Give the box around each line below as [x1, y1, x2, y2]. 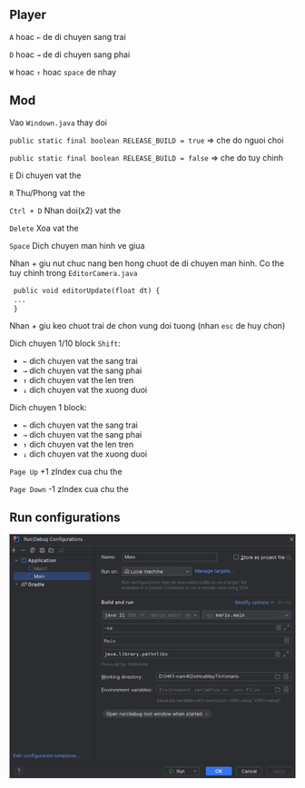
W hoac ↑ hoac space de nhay [9, 66, 116, 77]
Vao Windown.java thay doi [9, 117, 107, 128]
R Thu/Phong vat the [9, 187, 85, 198]
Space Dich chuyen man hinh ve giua [9, 240, 145, 251]
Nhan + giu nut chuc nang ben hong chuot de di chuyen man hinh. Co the [9, 258, 284, 269]
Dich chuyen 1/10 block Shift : [9, 338, 121, 349]
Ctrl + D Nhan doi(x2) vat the [9, 204, 122, 216]
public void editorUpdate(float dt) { [13, 286, 161, 295]
